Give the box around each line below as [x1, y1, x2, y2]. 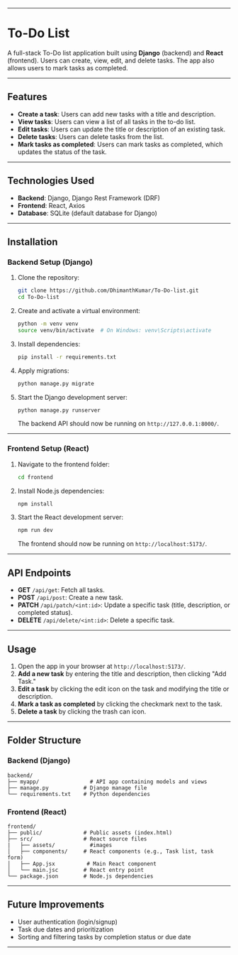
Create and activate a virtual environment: [17, 307, 140, 315]
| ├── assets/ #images [7, 841, 113, 848]
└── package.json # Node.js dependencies [7, 873, 154, 880]
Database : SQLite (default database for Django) [17, 209, 157, 217]
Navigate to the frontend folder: [17, 459, 110, 469]
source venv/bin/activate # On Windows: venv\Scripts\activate [17, 327, 212, 334]
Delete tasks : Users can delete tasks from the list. [17, 132, 164, 141]
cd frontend [17, 474, 53, 481]
